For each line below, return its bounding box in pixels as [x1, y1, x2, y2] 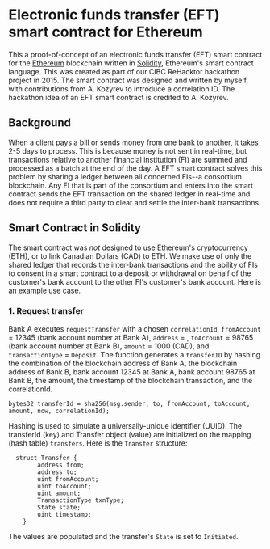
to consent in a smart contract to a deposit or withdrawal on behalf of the [8, 268, 251, 278]
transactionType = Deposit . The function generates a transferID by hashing [8, 349, 261, 359]
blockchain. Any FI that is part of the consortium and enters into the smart [8, 180, 254, 190]
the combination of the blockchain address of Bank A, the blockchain [8, 358, 238, 368]
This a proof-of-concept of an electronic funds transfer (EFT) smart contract [8, 49, 263, 59]
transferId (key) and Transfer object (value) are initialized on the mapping [8, 429, 251, 439]
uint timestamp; [37, 510, 92, 518]
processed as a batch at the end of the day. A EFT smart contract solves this [8, 163, 263, 173]
